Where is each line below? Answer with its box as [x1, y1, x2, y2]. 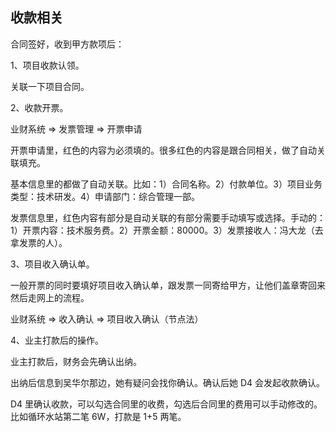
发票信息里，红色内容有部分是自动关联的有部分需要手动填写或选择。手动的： [10, 211, 326, 223]
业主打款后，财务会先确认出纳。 [10, 355, 142, 367]
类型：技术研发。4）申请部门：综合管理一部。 [10, 190, 201, 202]
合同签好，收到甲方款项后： [10, 38, 125, 50]
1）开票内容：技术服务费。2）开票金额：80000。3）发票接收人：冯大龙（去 [10, 224, 324, 236]
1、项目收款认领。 [10, 59, 85, 71]
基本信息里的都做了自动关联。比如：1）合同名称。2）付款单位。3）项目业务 [10, 178, 323, 190]
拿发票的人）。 [10, 236, 68, 248]
